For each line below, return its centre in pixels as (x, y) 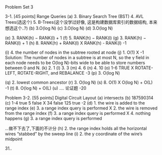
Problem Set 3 (19, 7)
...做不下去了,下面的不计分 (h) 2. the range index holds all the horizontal (76, 128)
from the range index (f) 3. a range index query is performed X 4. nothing (78, 113)
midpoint (14, 139)
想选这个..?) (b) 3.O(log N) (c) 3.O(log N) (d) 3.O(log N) (59, 28)
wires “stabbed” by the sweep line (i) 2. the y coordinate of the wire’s (74, 134)
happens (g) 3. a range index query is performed (54, 118)
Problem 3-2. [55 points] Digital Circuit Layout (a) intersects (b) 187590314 (79, 98)
